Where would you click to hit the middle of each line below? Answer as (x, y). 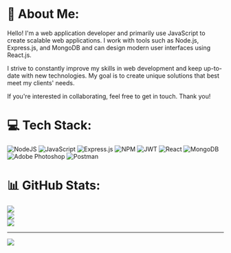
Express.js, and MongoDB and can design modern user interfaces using (109, 47)
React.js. (20, 55)
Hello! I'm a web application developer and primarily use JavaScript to (106, 33)
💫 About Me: (43, 14)
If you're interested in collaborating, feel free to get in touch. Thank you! (109, 96)
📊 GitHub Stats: (54, 186)
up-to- (213, 68)
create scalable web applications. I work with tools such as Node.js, (103, 40)
